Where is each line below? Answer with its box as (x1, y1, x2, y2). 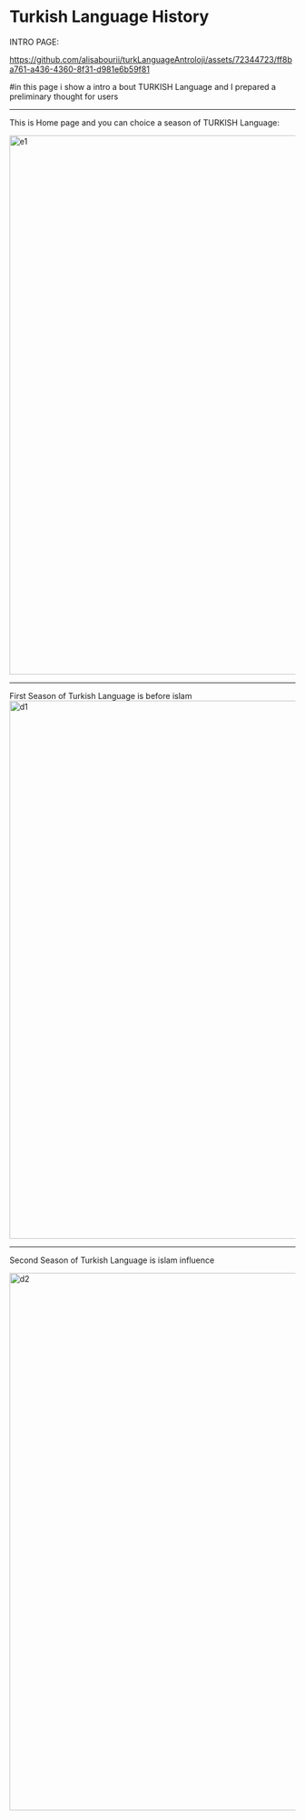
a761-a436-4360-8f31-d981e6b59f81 (9, 64, 150, 75)
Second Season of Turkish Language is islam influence (9, 1255, 215, 1265)
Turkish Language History (9, 6, 210, 27)
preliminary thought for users (9, 91, 119, 102)
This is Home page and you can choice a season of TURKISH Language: (9, 116, 280, 128)
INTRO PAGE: (9, 36, 59, 47)
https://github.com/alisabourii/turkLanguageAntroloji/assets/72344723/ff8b (9, 54, 293, 65)
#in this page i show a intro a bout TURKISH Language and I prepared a (9, 81, 277, 92)
